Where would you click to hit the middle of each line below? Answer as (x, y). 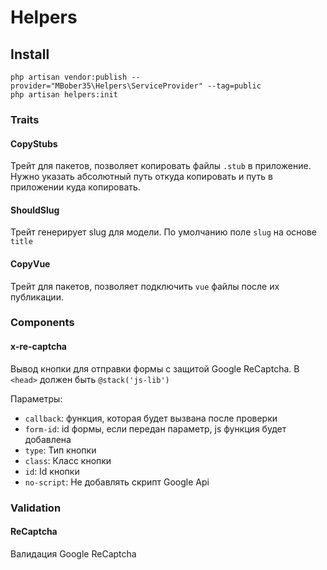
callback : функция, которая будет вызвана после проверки (151, 418)
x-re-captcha (39, 347)
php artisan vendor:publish (69, 77)
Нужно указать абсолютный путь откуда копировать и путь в (141, 177)
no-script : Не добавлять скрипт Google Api (117, 482)
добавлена (48, 439)
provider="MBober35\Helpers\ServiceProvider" (106, 86)
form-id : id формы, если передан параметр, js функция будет (155, 428)
